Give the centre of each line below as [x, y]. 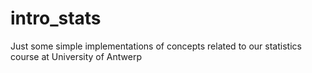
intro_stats [56, 18]
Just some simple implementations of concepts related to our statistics [156, 46]
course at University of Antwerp [76, 56]
